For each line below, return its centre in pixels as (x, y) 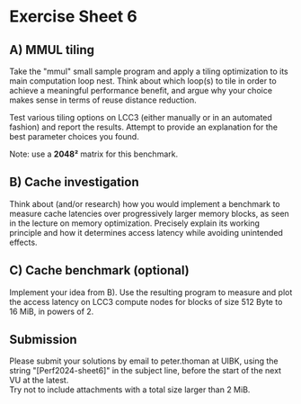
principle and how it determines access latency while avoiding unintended (146, 232)
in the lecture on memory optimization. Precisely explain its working (135, 223)
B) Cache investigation (74, 182)
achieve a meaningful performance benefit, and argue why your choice (141, 90)
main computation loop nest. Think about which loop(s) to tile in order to (143, 81)
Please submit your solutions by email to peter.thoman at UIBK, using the (144, 361)
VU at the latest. (39, 381)
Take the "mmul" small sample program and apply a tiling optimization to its (149, 71)
